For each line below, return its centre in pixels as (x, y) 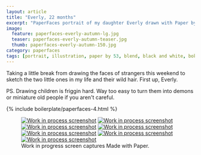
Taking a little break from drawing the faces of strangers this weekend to (96, 73)
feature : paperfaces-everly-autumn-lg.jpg (65, 34)
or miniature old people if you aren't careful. (60, 97)
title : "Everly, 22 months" (41, 17)
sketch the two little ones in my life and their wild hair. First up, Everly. (92, 79)
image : (14, 28)
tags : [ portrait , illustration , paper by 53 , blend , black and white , (96, 56)
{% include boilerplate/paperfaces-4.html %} (62, 108)
